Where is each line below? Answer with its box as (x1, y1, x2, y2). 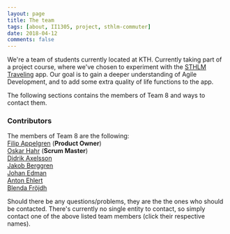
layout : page (7, 10, 45, 17)
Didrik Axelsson (7, 154, 52, 163)
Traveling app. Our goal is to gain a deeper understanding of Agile (7, 71, 197, 79)
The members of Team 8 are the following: (7, 132, 130, 140)
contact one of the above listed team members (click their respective (7, 212, 206, 221)
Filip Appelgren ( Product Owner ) (7, 139, 102, 147)
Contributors (7, 116, 52, 126)
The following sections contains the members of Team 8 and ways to (7, 92, 206, 100)
